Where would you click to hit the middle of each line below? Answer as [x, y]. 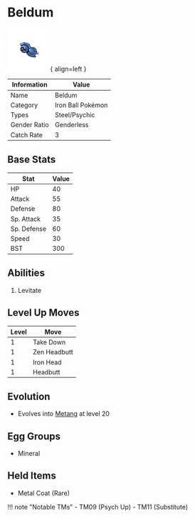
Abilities [26, 273]
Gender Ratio [30, 125]
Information [30, 85]
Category [24, 105]
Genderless [72, 125]
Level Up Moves [43, 313]
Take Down [49, 342]
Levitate [29, 290]
